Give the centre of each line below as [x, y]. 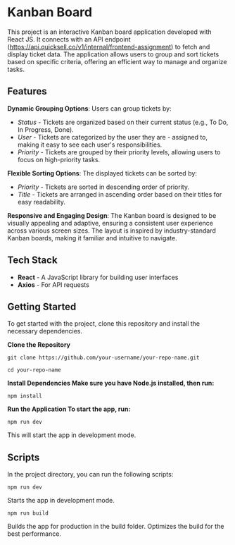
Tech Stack [32, 261]
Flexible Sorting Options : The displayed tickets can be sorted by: [102, 173]
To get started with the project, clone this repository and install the [104, 324]
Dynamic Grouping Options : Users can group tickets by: [89, 108]
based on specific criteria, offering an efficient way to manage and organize [117, 61]
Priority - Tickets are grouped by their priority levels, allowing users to [119, 152]
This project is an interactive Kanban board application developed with [110, 32]
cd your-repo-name [34, 370]
